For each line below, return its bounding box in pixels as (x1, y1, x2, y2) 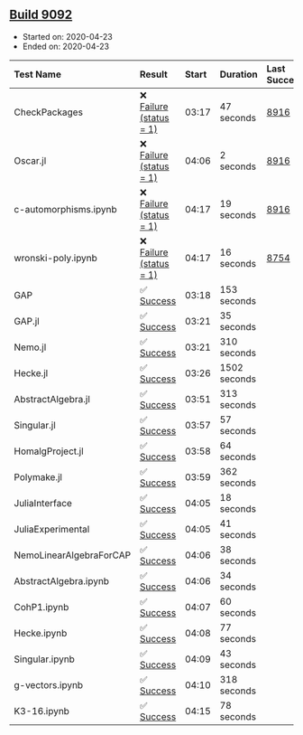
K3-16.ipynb (14, 704, 70, 717)
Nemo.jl (14, 341, 47, 353)
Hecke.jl (14, 366, 49, 379)
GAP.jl (14, 315, 40, 327)
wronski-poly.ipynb (14, 251, 97, 264)
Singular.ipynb (14, 653, 75, 665)
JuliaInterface (14, 496, 72, 509)
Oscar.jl (14, 154, 47, 166)
